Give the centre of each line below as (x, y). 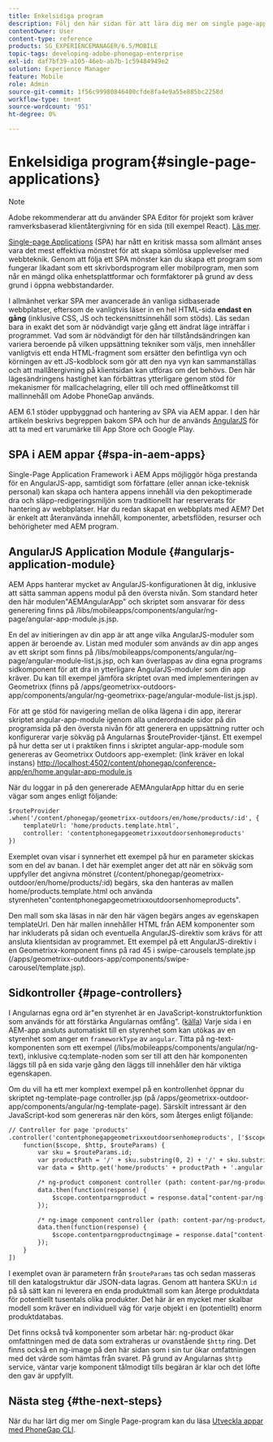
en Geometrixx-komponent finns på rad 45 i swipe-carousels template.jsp (132, 950)
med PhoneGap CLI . (42, 1429)
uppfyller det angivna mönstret (60, 874)
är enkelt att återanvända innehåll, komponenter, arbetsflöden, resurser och (135, 517)
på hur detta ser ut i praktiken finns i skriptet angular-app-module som (126, 745)
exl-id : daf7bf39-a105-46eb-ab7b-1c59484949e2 (89, 62)
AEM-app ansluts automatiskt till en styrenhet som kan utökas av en (122, 1030)
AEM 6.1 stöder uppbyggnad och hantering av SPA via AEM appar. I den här (134, 411)
